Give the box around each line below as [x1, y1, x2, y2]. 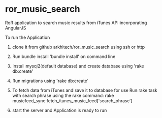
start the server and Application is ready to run [12, 107, 107, 113]
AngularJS [5, 25, 26, 30]
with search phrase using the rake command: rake [12, 92, 114, 98]
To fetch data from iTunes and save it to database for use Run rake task [12, 87, 158, 93]
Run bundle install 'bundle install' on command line [12, 53, 116, 59]
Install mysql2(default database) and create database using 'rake [12, 63, 144, 69]
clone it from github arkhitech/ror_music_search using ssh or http [12, 44, 145, 50]
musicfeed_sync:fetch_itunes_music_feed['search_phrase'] [12, 97, 133, 104]
